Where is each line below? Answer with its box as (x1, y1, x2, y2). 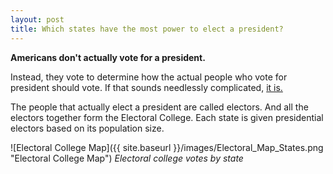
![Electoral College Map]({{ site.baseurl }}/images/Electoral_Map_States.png (10, 141, 324, 153)
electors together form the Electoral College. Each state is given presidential (10, 111, 324, 123)
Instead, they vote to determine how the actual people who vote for (10, 71, 288, 83)
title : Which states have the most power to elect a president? (10, 24, 284, 34)
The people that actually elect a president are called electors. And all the (10, 101, 309, 113)
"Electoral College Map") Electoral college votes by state (10, 152, 244, 164)
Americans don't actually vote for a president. (10, 51, 206, 63)
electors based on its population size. (10, 122, 165, 134)
